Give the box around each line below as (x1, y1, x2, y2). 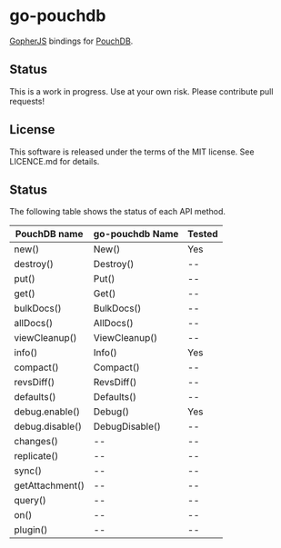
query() (14, 494, 47, 507)
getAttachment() (14, 479, 85, 492)
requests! (9, 95, 45, 106)
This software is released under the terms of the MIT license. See (9, 146, 255, 157)
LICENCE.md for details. (9, 155, 100, 166)
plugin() (14, 523, 48, 536)
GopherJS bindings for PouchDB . (9, 35, 134, 46)
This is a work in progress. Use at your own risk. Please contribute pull (9, 85, 274, 96)
